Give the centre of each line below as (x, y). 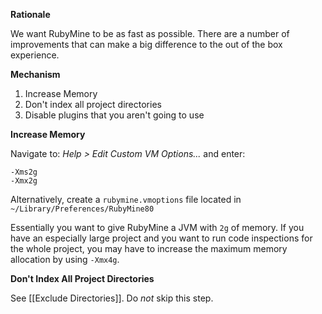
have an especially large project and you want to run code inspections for (161, 238)
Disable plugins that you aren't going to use (114, 115)
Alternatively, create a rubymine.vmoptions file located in (126, 199)
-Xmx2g (24, 181)
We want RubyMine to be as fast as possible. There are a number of (150, 33)
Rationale (30, 14)
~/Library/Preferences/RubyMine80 (82, 209)
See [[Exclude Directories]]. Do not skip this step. (112, 298)
